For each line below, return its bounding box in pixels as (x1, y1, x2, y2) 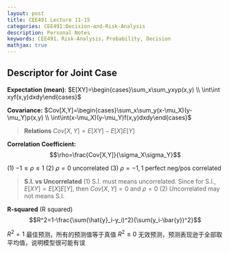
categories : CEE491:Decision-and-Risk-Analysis (7, 23, 146, 29)
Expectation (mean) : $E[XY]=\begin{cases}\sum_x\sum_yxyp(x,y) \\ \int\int (7, 85, 221, 93)
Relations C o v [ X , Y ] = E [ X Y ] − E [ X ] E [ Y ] (23, 126, 135, 134)
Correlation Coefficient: (7, 140, 77, 148)
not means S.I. (23, 191, 65, 200)
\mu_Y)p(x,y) (7, 113, 44, 121)
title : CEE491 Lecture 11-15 (7, 16, 91, 23)
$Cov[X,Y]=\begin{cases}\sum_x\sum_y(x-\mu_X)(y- (44, 106, 193, 114)
